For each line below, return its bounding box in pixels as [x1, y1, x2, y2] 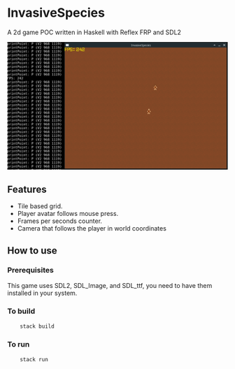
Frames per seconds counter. [17, 217, 103, 225]
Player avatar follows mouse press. [17, 210, 119, 218]
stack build [20, 323, 55, 330]
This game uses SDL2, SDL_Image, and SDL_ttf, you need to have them [7, 281, 213, 289]
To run [7, 339, 30, 349]
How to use [7, 245, 57, 256]
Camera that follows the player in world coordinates [17, 224, 166, 233]
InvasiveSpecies [7, 5, 105, 21]
